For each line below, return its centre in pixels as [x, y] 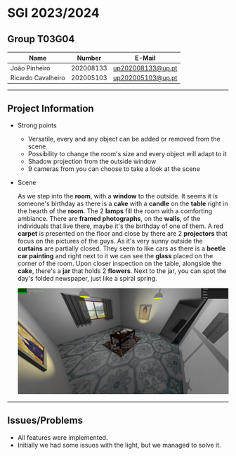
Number [89, 58]
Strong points [37, 125]
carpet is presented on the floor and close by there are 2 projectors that [123, 234]
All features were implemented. [63, 437]
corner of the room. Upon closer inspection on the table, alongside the [119, 264]
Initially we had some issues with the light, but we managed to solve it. [119, 445]
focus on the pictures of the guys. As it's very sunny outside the [110, 241]
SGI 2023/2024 [53, 13]
